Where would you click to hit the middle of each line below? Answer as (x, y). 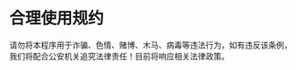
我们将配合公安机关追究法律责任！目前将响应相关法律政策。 (119, 56)
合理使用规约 (57, 18)
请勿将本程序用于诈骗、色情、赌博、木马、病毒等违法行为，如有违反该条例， (151, 45)
